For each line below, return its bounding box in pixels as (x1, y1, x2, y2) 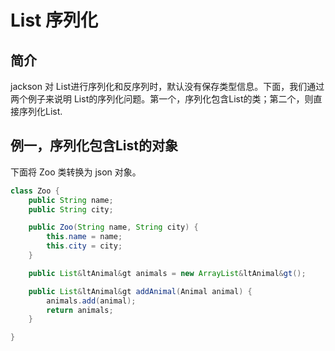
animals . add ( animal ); (46, 296, 137, 306)
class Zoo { (10, 186, 60, 196)
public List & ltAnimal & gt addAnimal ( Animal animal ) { (28, 286, 253, 296)
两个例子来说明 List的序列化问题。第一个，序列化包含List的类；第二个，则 (10, 93, 314, 105)
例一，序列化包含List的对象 (10, 137, 179, 155)
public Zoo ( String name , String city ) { (28, 222, 199, 233)
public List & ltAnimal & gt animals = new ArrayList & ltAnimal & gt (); (28, 268, 307, 278)
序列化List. (18, 106, 63, 117)
